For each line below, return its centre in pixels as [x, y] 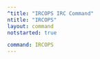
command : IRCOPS [30, 45]
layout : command [30, 26]
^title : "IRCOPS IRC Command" [51, 13]
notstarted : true [32, 33]
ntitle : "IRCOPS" [32, 20]
